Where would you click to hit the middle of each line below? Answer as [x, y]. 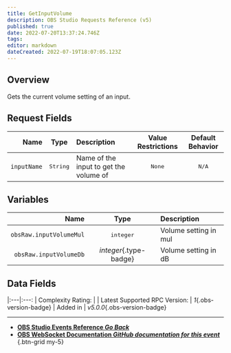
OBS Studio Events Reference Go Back [73, 327]
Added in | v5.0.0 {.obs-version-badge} [112, 307]
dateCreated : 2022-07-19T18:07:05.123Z [64, 52]
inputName [26, 167]
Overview [29, 80]
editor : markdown [32, 46]
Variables [28, 200]
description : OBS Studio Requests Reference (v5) [80, 20]
